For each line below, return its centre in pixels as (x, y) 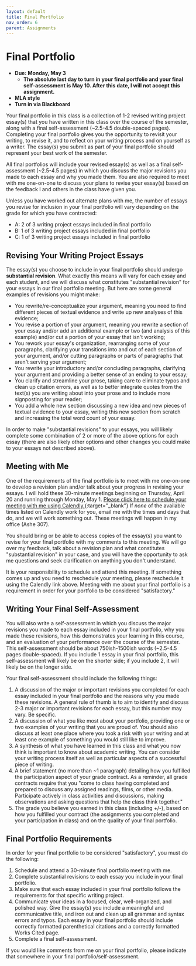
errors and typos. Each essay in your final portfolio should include (94, 920)
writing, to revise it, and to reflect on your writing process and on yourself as (98, 141)
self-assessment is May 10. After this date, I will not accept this (102, 86)
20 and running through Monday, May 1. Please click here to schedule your (96, 499)
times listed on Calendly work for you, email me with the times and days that (98, 511)
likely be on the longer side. (39, 667)
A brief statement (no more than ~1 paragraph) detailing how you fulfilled (102, 770)
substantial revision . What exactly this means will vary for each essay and (96, 276)
